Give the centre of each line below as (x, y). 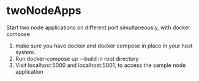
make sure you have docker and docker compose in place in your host (104, 46)
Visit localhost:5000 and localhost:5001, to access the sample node (100, 65)
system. (25, 52)
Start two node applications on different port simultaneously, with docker (99, 27)
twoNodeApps (44, 11)
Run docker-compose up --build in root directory (77, 58)
